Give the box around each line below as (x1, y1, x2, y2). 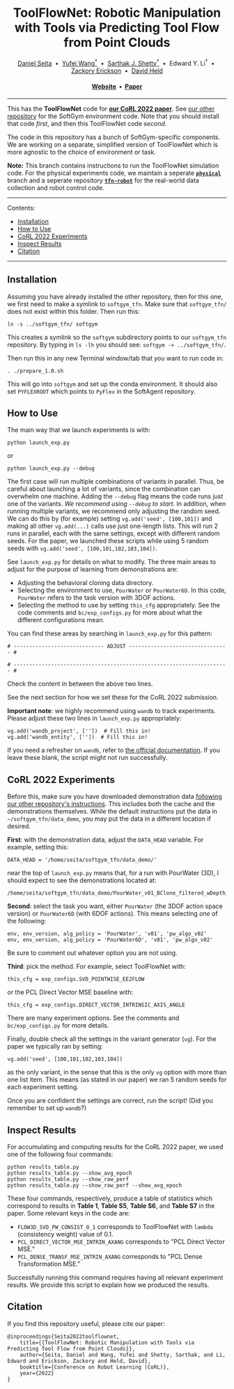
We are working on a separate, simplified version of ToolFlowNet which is (7, 140, 218, 148)
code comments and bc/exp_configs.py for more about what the (17, 608, 203, 617)
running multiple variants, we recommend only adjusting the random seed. (7, 507, 221, 515)
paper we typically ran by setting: (7, 1042, 103, 1051)
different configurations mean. (17, 616, 105, 624)
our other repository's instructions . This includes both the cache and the (7, 800, 215, 808)
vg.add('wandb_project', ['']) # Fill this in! (7, 728, 151, 735)
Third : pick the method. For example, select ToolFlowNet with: (7, 963, 186, 971)
